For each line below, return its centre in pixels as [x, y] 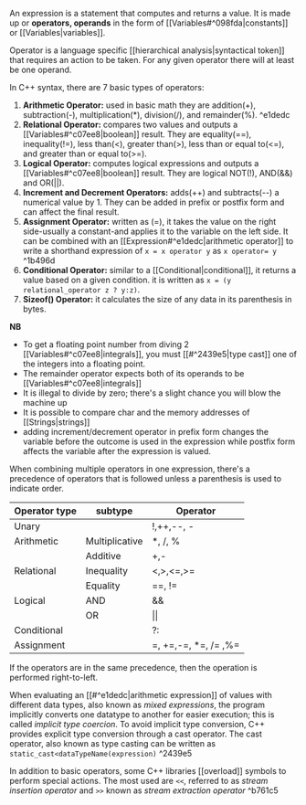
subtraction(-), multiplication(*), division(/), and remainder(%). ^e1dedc [156, 115]
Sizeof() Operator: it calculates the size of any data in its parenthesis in [157, 299]
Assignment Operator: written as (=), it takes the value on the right [149, 222]
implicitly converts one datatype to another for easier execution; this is [142, 715]
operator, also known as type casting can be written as [113, 743]
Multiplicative [114, 541]
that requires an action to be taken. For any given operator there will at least [152, 60]
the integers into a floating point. [84, 364]
